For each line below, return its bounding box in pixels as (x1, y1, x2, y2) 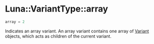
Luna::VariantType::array (5, 3, 108, 15)
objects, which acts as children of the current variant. (5, 33, 111, 39)
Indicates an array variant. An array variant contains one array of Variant (5, 28, 149, 34)
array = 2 (5, 19, 25, 24)
